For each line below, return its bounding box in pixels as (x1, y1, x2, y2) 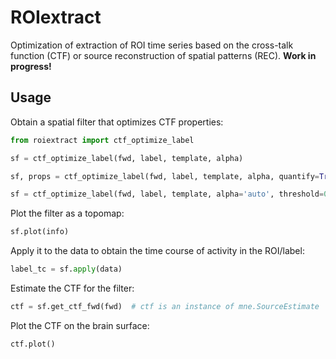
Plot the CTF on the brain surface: (10, 319, 150, 331)
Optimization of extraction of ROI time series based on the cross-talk (10, 39, 294, 51)
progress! (10, 60, 52, 72)
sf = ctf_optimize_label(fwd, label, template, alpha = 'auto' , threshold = (10, 189, 325, 200)
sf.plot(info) (10, 227, 70, 237)
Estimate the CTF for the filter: (10, 282, 135, 294)
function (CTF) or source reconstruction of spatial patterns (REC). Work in (10, 49, 317, 61)
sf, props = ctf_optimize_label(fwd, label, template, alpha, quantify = (10, 171, 320, 181)
